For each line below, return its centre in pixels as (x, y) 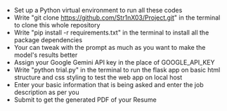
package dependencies (48, 40)
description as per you (46, 92)
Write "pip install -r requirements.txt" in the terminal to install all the (111, 32)
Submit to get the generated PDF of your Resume (85, 100)
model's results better (46, 55)
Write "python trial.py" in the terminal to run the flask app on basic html (117, 70)
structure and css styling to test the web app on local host (98, 77)
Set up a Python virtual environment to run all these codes (98, 10)
